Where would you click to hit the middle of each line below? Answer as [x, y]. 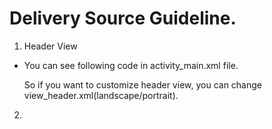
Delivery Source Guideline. [123, 18]
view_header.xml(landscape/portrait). [101, 95]
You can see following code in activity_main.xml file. [131, 65]
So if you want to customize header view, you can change [143, 84]
